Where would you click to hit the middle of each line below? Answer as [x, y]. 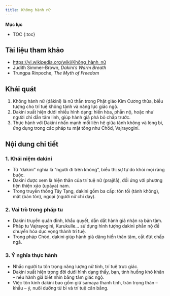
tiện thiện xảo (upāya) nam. [41, 186]
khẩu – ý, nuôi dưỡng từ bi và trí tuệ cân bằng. [60, 288]
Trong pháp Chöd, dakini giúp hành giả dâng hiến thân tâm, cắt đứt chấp [89, 237]
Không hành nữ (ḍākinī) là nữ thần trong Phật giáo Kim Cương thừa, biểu [88, 101]
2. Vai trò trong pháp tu [34, 209]
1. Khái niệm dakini [29, 159]
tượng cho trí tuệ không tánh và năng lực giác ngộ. [65, 106]
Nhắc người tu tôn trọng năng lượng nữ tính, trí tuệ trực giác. [75, 266]
